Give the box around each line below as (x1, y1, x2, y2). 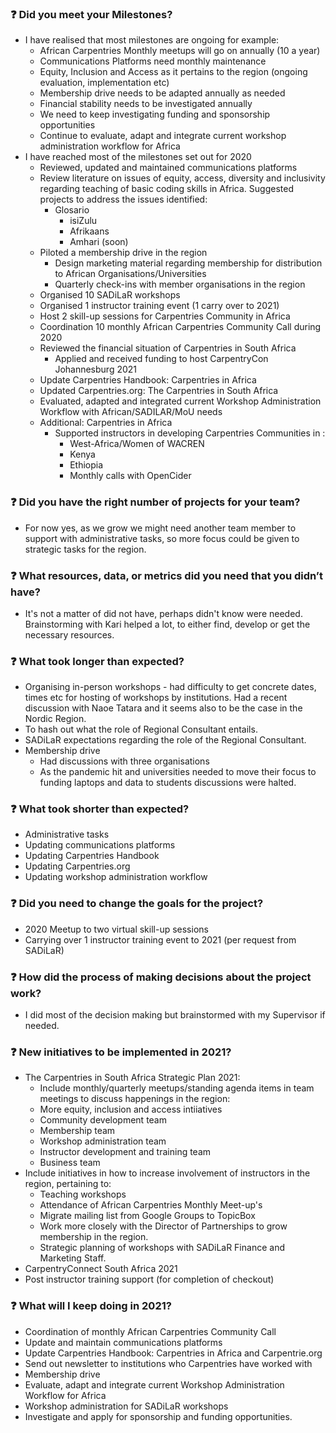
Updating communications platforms (24, 839, 176, 851)
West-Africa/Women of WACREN (69, 438, 205, 450)
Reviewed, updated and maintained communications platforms (39, 162, 298, 174)
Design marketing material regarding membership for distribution (54, 257, 323, 269)
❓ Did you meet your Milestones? (10, 7, 173, 21)
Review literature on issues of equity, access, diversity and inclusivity (39, 172, 326, 184)
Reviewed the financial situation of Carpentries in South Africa (39, 342, 297, 354)
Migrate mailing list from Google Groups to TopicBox (39, 1210, 256, 1222)
